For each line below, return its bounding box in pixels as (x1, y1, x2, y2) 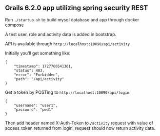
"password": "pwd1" (14, 107, 54, 112)
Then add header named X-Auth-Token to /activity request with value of (5, 120, 154, 126)
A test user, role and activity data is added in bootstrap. (5, 31, 117, 37)
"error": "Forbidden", (14, 72, 60, 77)
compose (5, 22, 24, 28)
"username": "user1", (14, 103, 58, 108)
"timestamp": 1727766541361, (14, 64, 73, 68)
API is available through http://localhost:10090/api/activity (5, 41, 130, 47)
